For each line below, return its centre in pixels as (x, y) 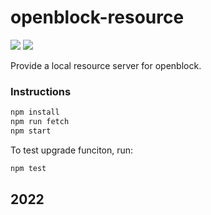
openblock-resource (97, 17)
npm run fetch (40, 122)
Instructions (41, 91)
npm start (31, 131)
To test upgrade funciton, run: (72, 150)
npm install (35, 112)
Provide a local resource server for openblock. (106, 65)
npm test (28, 168)
